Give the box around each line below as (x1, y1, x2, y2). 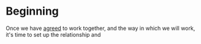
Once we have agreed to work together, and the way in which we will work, (6, 24, 195, 32)
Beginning (6, 4, 59, 18)
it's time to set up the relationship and (6, 31, 101, 38)
